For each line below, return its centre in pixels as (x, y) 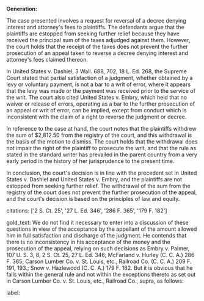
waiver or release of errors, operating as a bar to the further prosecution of (101, 104)
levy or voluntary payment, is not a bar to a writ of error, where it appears (99, 84)
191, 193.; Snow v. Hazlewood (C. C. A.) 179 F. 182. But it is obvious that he (100, 268)
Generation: (22, 9)
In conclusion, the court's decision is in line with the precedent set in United (102, 173)
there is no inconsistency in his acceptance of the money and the (89, 242)
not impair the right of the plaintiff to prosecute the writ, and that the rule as (101, 148)
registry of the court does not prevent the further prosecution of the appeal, (102, 192)
